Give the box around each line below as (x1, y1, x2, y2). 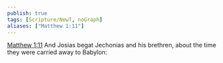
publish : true (7, 9, 48, 17)
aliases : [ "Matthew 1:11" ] (7, 22, 84, 29)
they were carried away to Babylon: (7, 48, 108, 56)
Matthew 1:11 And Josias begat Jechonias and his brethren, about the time (7, 41, 217, 49)
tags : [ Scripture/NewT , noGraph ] (7, 16, 103, 23)
